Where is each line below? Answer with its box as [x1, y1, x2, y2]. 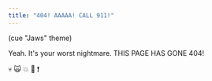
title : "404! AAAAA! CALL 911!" [8, 11, 114, 20]
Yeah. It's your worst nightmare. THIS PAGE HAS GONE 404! [8, 48, 205, 57]
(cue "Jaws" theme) [8, 33, 73, 42]
